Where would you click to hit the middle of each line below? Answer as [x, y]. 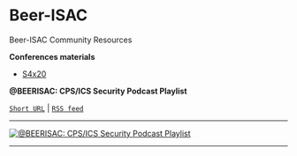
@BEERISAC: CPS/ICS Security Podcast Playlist [98, 91]
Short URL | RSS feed [46, 108]
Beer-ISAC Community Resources [71, 40]
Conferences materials [52, 56]
